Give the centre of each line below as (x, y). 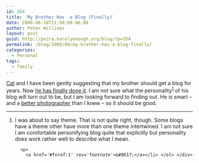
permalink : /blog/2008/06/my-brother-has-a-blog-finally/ (79, 45)
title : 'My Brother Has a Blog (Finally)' (61, 17)
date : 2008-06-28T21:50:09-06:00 (47, 22)
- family (22, 66)
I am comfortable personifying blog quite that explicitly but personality (100, 133)
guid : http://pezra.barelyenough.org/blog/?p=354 (69, 39)
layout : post (22, 34)
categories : (21, 50)
